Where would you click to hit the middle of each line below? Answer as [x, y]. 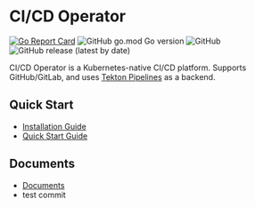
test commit [44, 195]
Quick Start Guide [55, 136]
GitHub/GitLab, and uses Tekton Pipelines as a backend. [112, 76]
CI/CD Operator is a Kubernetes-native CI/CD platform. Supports [128, 68]
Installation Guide [54, 126]
